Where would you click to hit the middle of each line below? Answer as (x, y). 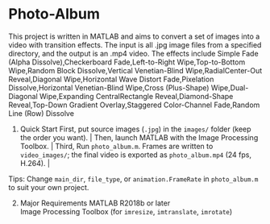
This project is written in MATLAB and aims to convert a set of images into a (134, 36)
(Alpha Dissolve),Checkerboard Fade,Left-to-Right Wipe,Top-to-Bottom (127, 62)
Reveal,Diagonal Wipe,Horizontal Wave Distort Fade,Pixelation (111, 79)
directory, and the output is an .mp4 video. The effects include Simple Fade (134, 53)
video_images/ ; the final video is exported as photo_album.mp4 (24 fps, (136, 155)
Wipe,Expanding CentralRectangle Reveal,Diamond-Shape (136, 96)
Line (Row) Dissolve (42, 113)
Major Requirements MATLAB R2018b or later (95, 203)
